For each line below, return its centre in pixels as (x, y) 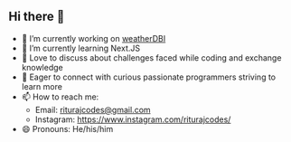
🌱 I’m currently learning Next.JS (81, 48)
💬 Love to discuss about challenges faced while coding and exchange (151, 57)
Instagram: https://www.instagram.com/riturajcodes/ (133, 119)
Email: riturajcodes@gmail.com (93, 109)
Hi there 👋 (37, 17)
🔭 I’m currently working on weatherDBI (94, 38)
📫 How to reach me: (60, 97)
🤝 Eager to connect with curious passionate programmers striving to (149, 77)
